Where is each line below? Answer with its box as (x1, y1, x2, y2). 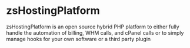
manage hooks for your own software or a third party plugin (6, 35, 151, 42)
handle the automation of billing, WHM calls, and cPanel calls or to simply (6, 29, 184, 36)
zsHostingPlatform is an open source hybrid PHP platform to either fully (6, 23, 179, 30)
